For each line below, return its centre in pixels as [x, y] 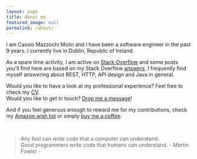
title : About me [26, 17]
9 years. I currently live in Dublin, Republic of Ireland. [70, 51]
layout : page [22, 11]
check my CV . [23, 92]
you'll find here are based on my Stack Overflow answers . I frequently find [96, 69]
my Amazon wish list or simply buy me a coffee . [64, 116]
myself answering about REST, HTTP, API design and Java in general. [90, 75]
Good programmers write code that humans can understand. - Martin [105, 145]
